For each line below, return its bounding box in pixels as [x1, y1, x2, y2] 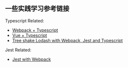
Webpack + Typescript [12, 27, 59, 33]
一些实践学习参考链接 [5, 4, 69, 13]
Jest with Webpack [12, 56, 51, 62]
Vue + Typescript [12, 32, 47, 38]
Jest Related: [5, 47, 32, 52]
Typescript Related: [5, 17, 44, 23]
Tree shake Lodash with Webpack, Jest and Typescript [12, 37, 123, 43]
